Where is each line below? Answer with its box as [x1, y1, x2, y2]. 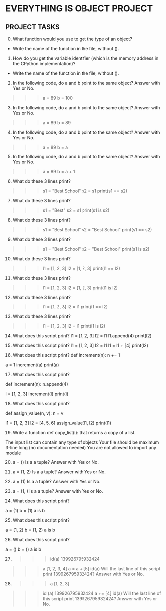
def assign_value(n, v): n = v [5, 410, 64, 416]
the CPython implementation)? [12, 61, 76, 66]
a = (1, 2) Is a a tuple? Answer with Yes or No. [12, 469, 106, 475]
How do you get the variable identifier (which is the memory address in [12, 55, 159, 61]
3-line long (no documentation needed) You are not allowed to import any [5, 445, 156, 450]
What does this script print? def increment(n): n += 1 [12, 352, 120, 358]
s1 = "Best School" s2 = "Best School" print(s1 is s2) [42, 246, 150, 252]
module [5, 450, 21, 456]
